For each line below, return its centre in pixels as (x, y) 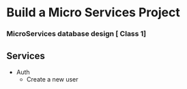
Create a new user (53, 79)
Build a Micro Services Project (93, 13)
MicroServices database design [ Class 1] (76, 34)
